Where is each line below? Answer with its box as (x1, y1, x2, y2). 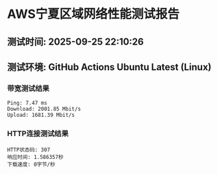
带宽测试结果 (7, 83, 50, 93)
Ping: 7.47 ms (7, 100, 48, 107)
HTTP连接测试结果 (7, 129, 69, 138)
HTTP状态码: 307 (7, 146, 51, 153)
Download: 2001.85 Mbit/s (7, 106, 81, 113)
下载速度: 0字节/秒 (7, 161, 56, 168)
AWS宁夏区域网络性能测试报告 (7, 6, 180, 22)
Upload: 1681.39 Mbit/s (7, 111, 75, 119)
